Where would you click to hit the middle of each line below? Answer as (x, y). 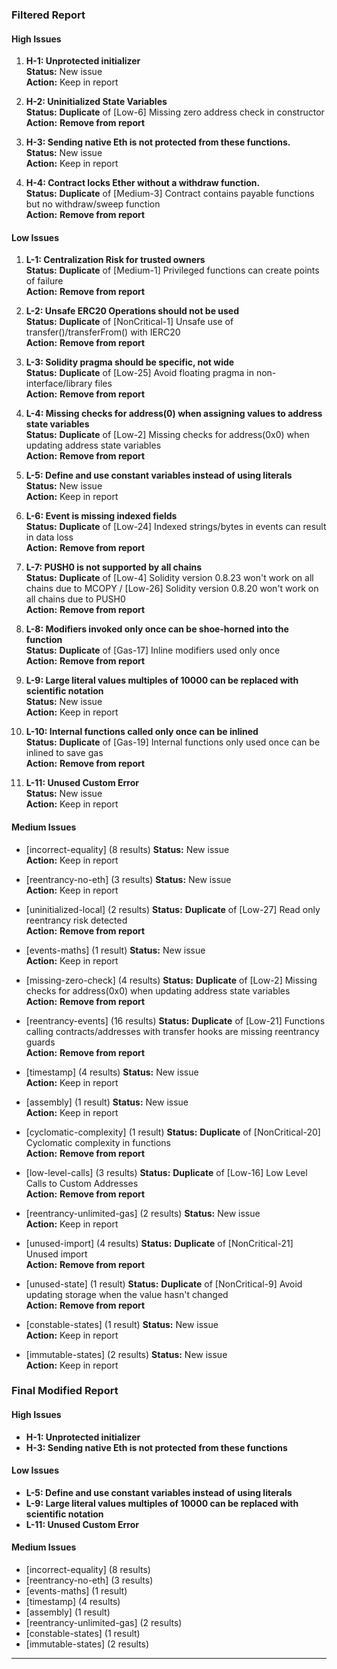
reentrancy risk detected (76, 920)
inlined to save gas (64, 753)
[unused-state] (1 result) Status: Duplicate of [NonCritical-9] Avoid (164, 1284)
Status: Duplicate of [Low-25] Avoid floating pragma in (139, 373)
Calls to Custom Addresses (82, 1183)
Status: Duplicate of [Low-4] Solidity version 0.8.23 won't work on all (169, 578)
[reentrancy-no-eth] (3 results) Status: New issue (128, 879)
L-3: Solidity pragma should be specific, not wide (130, 362)
